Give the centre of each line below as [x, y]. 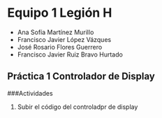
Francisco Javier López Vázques [64, 39]
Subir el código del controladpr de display [78, 107]
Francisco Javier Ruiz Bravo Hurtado [70, 54]
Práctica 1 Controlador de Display [81, 76]
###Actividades [30, 93]
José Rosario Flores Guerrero [60, 47]
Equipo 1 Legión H [60, 13]
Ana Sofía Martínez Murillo [56, 32]
